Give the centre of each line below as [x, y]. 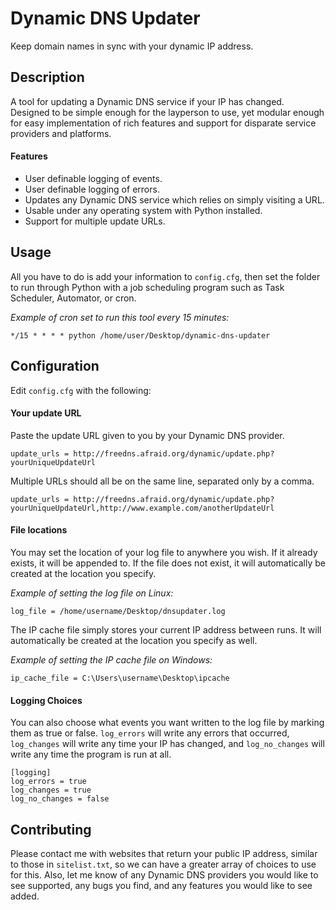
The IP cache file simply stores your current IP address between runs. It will [166, 629]
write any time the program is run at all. [91, 754]
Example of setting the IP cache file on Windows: [111, 659]
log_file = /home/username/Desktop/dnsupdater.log [118, 611]
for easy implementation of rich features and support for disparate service [163, 123]
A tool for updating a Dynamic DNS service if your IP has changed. [147, 101]
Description [47, 77]
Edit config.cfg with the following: [81, 390]
